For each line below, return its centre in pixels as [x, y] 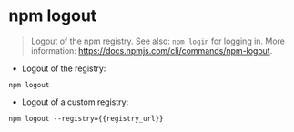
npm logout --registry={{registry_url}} [86, 118]
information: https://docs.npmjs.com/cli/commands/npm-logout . [152, 50]
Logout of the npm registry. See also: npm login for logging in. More [158, 41]
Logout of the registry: [64, 68]
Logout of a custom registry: [75, 102]
